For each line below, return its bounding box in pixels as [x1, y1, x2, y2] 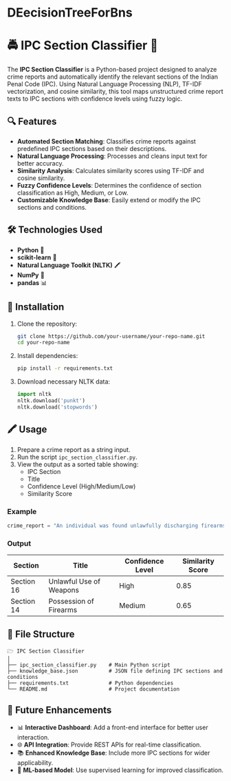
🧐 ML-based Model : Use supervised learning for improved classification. [16, 766, 223, 774]
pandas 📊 [16, 278, 47, 287]
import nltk [16, 391, 52, 398]
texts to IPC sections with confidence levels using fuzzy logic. [7, 95, 183, 103]
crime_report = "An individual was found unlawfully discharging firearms [7, 522, 226, 529]
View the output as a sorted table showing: [16, 460, 139, 468]
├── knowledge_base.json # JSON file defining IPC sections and [7, 667, 223, 674]
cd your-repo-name [16, 339, 70, 346]
